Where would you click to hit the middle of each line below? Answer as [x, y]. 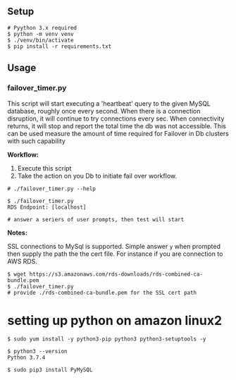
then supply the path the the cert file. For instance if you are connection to [115, 254]
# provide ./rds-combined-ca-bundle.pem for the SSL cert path [102, 293]
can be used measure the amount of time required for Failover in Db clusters [118, 133]
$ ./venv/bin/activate [41, 40]
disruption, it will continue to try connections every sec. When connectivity [116, 118]
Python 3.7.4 [26, 358]
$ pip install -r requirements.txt [60, 46]
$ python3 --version [38, 352]
